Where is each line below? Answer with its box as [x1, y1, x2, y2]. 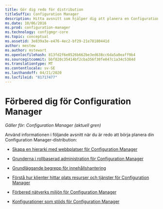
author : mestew [5, 43, 36, 48]
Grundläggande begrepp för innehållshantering [12, 165, 106, 171]
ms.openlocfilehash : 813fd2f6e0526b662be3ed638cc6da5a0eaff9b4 [5, 52, 136, 57]
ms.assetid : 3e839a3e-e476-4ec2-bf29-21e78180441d [5, 39, 110, 44]
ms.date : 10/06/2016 [5, 20, 47, 26]
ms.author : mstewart [5, 48, 47, 52]
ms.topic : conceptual [5, 35, 49, 39]
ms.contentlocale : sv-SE [5, 66, 55, 71]
